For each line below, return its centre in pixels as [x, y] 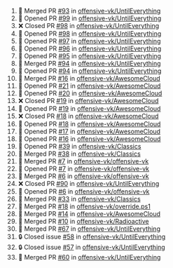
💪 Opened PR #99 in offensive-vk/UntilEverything [90, 18]
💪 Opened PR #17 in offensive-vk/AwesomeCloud [89, 131]
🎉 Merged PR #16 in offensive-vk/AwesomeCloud [89, 78]
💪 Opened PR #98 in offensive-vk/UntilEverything [90, 34]
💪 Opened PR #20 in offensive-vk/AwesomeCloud [90, 93]
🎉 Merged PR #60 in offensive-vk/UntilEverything [89, 257]
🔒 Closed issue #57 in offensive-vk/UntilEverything [91, 247]
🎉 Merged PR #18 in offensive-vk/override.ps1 [84, 206]
